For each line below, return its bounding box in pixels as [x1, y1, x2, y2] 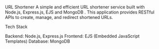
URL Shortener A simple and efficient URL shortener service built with [5, 4, 145, 10]
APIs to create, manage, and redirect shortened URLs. [5, 15, 113, 20]
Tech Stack [5, 24, 28, 30]
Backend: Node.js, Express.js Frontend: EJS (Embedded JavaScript [5, 33, 140, 39]
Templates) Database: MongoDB [5, 38, 71, 44]
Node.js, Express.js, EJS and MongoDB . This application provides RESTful [5, 9, 155, 15]
